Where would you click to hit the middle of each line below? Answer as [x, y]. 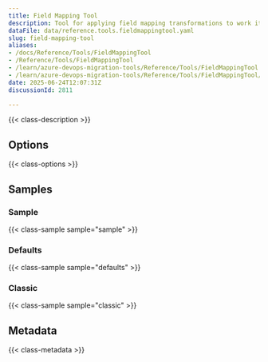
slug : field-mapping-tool [51, 38]
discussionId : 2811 [41, 90]
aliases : [23, 46]
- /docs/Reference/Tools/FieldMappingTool [80, 53]
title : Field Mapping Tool [53, 16]
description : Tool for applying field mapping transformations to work [130, 23]
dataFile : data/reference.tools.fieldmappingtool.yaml [101, 30]
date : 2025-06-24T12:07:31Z [55, 82]
